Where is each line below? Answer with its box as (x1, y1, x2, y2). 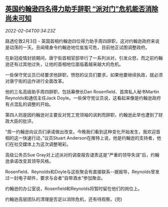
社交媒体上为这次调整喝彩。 (13, 141, 71, 147)
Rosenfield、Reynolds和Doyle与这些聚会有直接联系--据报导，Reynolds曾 (5, 168, 155, 174)
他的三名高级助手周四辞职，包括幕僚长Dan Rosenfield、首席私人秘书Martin (5, 88, 159, 94)
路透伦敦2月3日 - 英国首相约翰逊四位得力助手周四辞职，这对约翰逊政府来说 (5, 38, 160, 44)
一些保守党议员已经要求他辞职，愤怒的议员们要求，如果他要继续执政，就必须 (5, 71, 163, 77)
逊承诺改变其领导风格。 (5, 158, 53, 164)
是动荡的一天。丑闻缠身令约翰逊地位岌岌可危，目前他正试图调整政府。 (5, 44, 150, 50)
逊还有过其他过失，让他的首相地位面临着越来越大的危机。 (5, 61, 123, 67)
